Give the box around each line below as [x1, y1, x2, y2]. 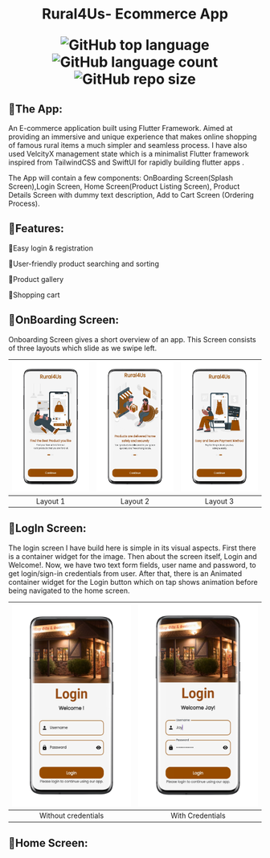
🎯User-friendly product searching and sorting [8, 259, 159, 268]
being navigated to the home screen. [8, 586, 130, 595]
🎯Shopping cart [8, 290, 60, 300]
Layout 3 [204, 496, 235, 506]
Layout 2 [120, 496, 150, 506]
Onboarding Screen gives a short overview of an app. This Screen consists [8, 334, 256, 344]
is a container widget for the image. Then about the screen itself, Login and [8, 551, 257, 561]
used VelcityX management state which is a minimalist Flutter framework [8, 149, 249, 158]
